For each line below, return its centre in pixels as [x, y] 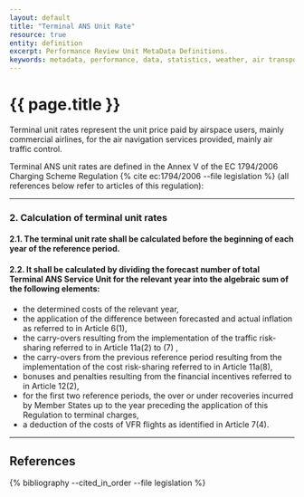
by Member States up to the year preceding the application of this [145, 405]
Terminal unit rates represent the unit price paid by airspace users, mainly [147, 129]
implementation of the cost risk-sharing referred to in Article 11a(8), [147, 367]
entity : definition [46, 43]
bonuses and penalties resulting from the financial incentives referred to [157, 376]
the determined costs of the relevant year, [100, 309]
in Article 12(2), [51, 386]
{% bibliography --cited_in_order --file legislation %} [108, 483]
